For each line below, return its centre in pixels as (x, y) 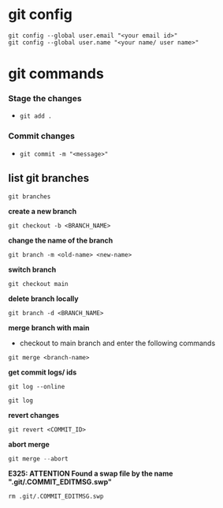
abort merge (29, 444)
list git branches (48, 178)
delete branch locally (43, 299)
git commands (56, 74)
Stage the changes (45, 99)
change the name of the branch (61, 240)
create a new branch (43, 211)
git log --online (37, 386)
